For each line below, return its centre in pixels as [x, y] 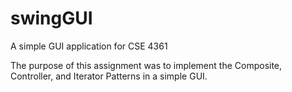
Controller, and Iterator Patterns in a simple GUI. [109, 76]
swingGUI [51, 18]
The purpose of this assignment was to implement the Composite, [146, 65]
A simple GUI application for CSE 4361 [89, 46]
